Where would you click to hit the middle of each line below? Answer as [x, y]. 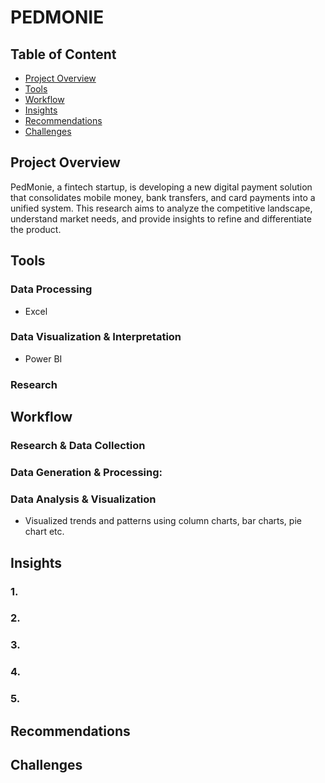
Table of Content [63, 54]
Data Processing [51, 289]
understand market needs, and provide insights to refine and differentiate [161, 218]
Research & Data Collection [78, 446]
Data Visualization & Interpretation [96, 337]
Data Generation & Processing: [86, 472]
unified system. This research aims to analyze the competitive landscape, [161, 208]
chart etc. [44, 532]
